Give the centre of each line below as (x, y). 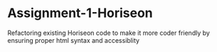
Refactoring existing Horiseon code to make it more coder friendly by (108, 33)
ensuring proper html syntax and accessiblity (74, 40)
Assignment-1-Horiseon (80, 13)
